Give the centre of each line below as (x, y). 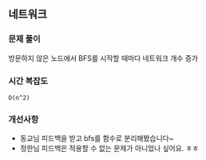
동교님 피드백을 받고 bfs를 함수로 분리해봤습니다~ (97, 138)
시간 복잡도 (28, 81)
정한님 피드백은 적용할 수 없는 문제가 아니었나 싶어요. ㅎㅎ (109, 148)
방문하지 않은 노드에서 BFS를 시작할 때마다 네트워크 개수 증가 (103, 58)
